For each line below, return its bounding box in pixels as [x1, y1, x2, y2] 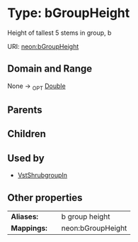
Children [7, 128, 46, 140]
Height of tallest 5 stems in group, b [7, 28, 112, 37]
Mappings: [11, 223, 48, 233]
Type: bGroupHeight [7, 5, 130, 21]
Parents [7, 104, 42, 116]
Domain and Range [7, 62, 93, 75]
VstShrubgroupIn [17, 171, 68, 180]
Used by [7, 152, 45, 164]
